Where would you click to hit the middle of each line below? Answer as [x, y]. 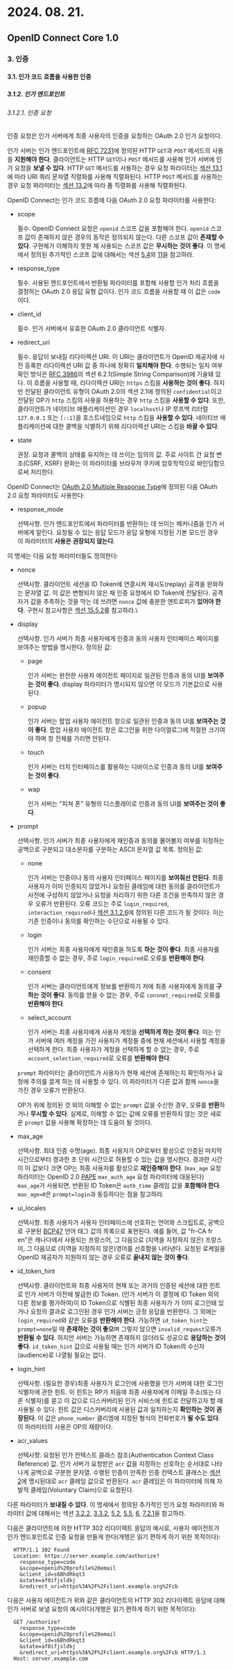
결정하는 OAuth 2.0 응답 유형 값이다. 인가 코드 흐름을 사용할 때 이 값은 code [119, 291]
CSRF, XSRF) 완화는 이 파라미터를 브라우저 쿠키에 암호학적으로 [110, 463]
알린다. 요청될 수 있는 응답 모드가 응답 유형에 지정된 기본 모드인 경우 [127, 532]
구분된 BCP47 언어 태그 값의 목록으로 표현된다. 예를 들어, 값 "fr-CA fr [119, 1231]
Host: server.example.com [51, 1659]
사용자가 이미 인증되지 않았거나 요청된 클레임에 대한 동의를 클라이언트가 [124, 886]
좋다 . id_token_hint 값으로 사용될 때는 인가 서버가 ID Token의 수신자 [111, 1346]
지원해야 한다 [32, 159]
